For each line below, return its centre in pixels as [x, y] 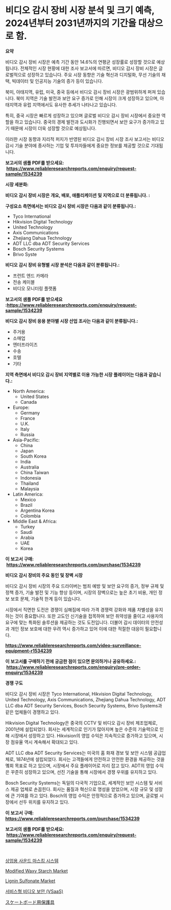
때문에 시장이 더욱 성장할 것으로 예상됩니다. [54, 128]
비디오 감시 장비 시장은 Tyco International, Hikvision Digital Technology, [79, 694]
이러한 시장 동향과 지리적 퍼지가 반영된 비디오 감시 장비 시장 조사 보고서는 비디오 [85, 139]
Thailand [30, 483]
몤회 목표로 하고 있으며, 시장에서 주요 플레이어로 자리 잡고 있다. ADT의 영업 [80, 766]
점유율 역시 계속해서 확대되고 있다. [45, 742]
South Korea [33, 456]
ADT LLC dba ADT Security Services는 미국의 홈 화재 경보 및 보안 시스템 [79, 753]
